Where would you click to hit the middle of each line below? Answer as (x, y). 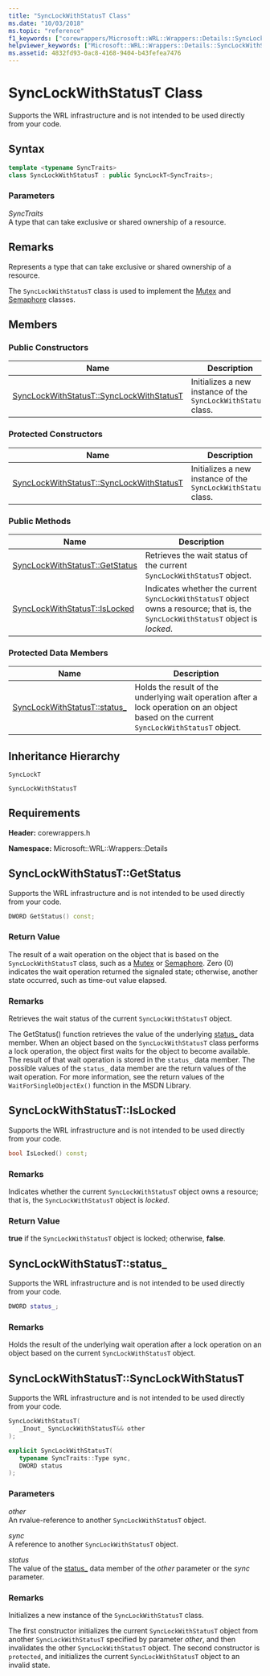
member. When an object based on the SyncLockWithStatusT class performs (134, 1042)
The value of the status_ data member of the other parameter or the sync (129, 1568)
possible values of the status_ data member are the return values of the (127, 1068)
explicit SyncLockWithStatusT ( (61, 1451)
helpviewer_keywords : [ (48, 46)
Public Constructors (49, 347)
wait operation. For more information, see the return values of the (117, 1077)
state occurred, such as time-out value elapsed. (88, 980)
